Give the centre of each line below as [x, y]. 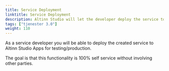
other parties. [19, 63]
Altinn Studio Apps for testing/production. [48, 48]
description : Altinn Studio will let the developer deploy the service [82, 19]
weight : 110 [18, 29]
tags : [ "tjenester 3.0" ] [31, 24]
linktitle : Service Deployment [38, 15]
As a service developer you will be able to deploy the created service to [79, 43]
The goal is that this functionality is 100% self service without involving [79, 58]
